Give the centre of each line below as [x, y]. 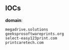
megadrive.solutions [27, 29]
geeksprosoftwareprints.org [35, 34]
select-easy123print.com [31, 38]
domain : [14, 20]
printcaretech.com [24, 42]
